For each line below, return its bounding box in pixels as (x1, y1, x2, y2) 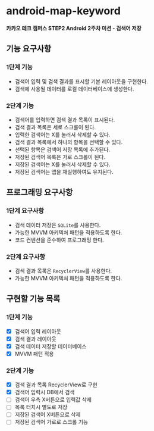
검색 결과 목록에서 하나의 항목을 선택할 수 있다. (14, 138, 123, 145)
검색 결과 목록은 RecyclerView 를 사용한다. (14, 267, 112, 274)
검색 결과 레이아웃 (14, 335, 56, 342)
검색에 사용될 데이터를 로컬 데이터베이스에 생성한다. (14, 85, 134, 92)
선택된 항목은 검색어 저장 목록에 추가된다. (14, 146, 111, 153)
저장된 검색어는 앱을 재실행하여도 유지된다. (14, 168, 114, 175)
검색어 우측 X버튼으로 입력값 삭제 (14, 396, 92, 403)
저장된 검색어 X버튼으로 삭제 (14, 411, 81, 418)
